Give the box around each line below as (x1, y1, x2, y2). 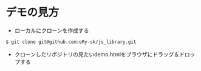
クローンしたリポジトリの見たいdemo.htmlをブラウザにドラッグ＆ (14, 50, 180, 58)
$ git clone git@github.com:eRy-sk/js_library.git (5, 39, 137, 45)
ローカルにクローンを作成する (14, 27, 89, 34)
